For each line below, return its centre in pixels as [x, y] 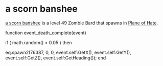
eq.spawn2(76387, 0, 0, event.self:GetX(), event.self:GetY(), [68, 52]
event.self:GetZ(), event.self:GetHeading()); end [56, 58]
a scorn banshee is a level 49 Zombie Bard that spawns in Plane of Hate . [82, 23]
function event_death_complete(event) [46, 32]
